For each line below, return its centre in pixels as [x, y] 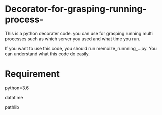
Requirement [32, 74]
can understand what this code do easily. [47, 54]
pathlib [12, 107]
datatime [14, 97]
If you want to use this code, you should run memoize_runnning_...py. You [81, 48]
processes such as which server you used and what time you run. [73, 39]
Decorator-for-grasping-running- [76, 9]
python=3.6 [17, 88]
